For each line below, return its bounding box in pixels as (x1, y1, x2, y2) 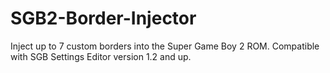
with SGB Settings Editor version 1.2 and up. (10, 50, 192, 62)
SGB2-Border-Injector (10, 7, 197, 30)
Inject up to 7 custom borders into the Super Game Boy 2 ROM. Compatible (10, 40, 320, 52)
